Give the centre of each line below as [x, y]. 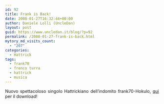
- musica [18, 77]
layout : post [18, 28]
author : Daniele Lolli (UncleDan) [40, 23]
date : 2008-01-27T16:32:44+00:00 [39, 18]
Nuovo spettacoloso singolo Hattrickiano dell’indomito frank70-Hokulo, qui [82, 91]
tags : [10, 59]
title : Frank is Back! [28, 14]
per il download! [21, 96]
